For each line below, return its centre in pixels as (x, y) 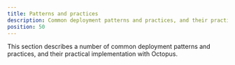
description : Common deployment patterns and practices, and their (108, 20)
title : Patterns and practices (53, 14)
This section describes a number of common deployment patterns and (109, 47)
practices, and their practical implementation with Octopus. (93, 54)
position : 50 (26, 27)
